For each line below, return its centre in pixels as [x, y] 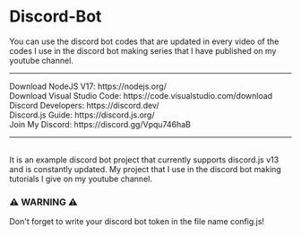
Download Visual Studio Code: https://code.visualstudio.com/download [141, 95]
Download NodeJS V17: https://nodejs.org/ [88, 86]
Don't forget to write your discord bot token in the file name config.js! [137, 222]
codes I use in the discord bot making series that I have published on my [143, 50]
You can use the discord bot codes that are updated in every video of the [144, 41]
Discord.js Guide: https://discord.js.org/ [82, 115]
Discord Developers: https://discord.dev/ [84, 105]
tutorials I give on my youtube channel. [81, 179]
